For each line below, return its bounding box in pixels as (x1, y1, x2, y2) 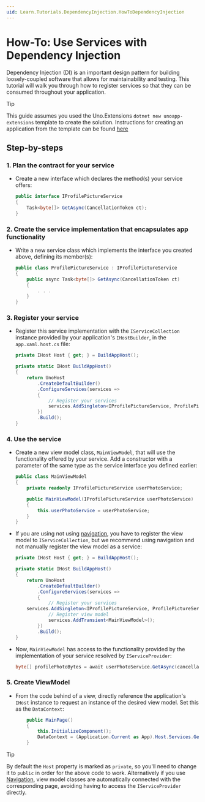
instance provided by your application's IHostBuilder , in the (15, 334, 166, 341)
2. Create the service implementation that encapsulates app (6, 225, 188, 233)
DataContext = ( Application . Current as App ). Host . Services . (37, 734, 194, 740)
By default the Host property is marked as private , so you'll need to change (6, 763, 197, 770)
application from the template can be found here (6, 125, 129, 132)
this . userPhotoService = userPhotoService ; (37, 507, 150, 513)
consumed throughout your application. (6, 88, 106, 96)
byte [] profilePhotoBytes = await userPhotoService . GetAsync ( (15, 664, 177, 670)
